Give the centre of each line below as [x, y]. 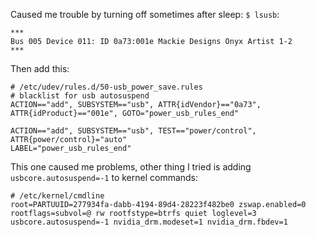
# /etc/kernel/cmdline [57, 196]
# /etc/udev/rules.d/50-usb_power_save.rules [106, 87]
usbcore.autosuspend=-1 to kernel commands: [104, 177]
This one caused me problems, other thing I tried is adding [131, 167]
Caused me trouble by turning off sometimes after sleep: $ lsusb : [145, 14]
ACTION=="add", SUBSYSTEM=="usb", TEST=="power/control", [133, 131]
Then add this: [40, 68]
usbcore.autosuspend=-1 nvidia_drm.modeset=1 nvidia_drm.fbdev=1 [149, 222]
